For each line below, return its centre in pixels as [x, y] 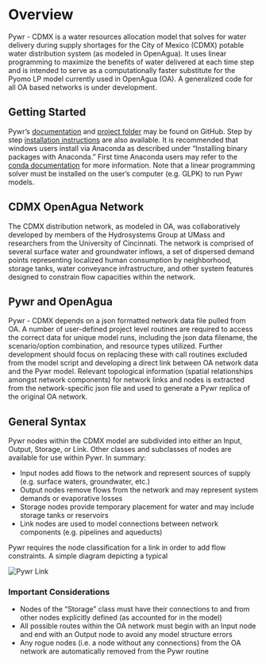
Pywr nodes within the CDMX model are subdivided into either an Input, [125, 441]
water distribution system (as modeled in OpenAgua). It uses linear [118, 53]
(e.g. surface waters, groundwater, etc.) [85, 481]
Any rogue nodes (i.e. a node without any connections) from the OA [130, 643]
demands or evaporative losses [71, 499]
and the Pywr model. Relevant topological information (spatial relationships [131, 372]
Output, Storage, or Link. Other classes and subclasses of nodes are [120, 450]
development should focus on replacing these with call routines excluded [128, 354]
